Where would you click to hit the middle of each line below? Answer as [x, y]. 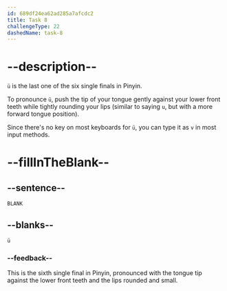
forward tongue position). [43, 114]
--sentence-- [36, 188]
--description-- [52, 67]
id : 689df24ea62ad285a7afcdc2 [51, 13]
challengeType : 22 [33, 26]
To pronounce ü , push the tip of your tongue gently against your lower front [114, 99]
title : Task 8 [28, 20]
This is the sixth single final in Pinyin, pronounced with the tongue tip [105, 273]
